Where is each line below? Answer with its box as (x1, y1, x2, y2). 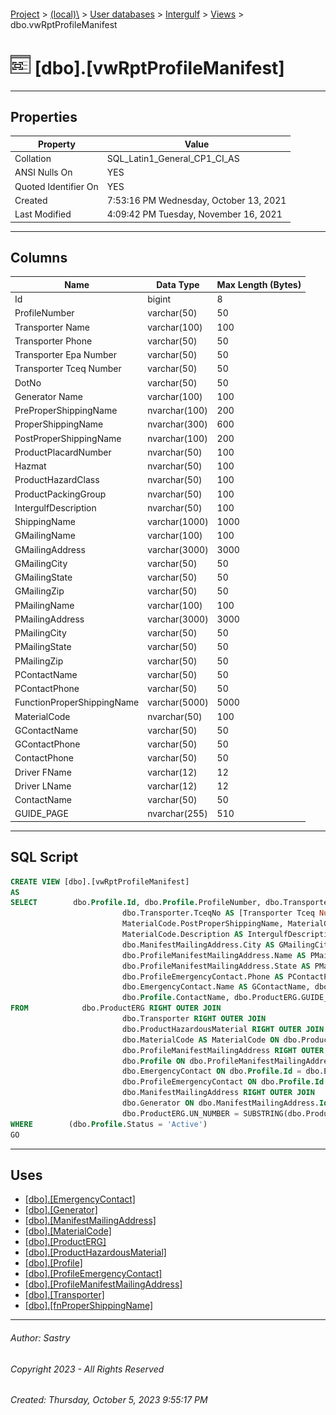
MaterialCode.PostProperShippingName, (121, 919, 284, 929)
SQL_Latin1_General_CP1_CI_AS (106, 153, 240, 165)
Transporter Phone (14, 335, 93, 347)
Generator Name (14, 390, 83, 402)
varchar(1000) (147, 516, 209, 528)
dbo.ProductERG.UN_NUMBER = (121, 1108, 240, 1119)
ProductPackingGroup (14, 488, 107, 500)
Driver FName (14, 766, 72, 778)
